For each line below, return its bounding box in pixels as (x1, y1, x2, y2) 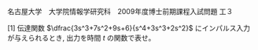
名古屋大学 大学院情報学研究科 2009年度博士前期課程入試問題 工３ (7, 7, 234, 16)
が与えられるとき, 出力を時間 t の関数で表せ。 (7, 34, 156, 42)
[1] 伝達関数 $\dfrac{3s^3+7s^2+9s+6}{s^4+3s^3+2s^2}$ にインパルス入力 (7, 23, 251, 33)
